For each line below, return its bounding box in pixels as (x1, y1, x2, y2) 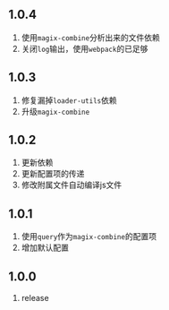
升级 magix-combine (21, 106, 90, 116)
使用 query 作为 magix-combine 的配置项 (21, 231, 157, 242)
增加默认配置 (21, 242, 69, 254)
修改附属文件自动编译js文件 (21, 179, 123, 191)
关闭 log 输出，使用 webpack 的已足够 (21, 43, 148, 54)
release (21, 293, 50, 304)
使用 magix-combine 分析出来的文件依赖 (21, 31, 160, 43)
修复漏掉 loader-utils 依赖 (21, 94, 117, 106)
